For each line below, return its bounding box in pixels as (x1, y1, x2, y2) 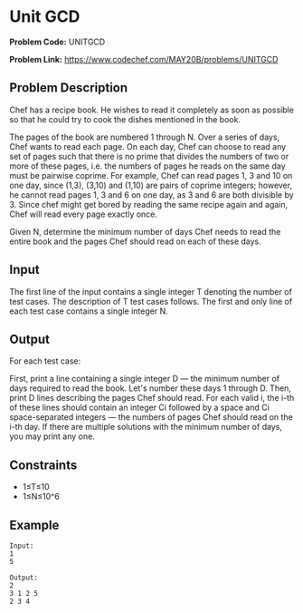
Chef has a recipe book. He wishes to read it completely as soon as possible (9, 104, 294, 115)
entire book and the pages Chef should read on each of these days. (9, 236, 262, 247)
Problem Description (9, 80, 128, 96)
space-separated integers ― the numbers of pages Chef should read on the (9, 412, 294, 423)
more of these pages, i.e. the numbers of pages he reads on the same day (9, 161, 287, 171)
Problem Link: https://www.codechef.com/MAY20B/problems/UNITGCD (9, 54, 279, 64)
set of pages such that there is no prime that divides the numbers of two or (9, 151, 289, 161)
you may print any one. (9, 431, 95, 442)
